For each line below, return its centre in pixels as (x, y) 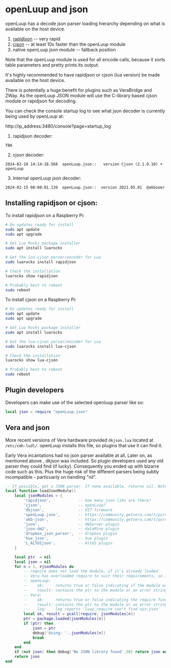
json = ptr (44, 628)
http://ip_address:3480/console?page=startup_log (58, 126)
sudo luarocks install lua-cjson (41, 346)
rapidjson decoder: (33, 136)
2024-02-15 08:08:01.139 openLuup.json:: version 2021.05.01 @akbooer (85, 187)
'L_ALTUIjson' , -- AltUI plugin (68, 543)
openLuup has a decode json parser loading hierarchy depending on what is (85, 23)
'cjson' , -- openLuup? (65, 505)
